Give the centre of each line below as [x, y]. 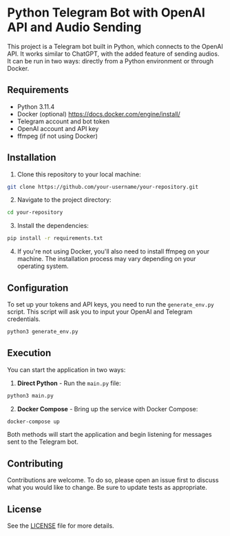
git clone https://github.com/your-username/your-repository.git [103, 187]
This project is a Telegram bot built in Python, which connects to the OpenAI [115, 46]
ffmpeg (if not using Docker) [57, 136]
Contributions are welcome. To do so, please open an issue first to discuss [113, 480]
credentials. [24, 319]
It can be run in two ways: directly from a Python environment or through [110, 61]
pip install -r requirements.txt [55, 238]
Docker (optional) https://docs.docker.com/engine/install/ [98, 114]
